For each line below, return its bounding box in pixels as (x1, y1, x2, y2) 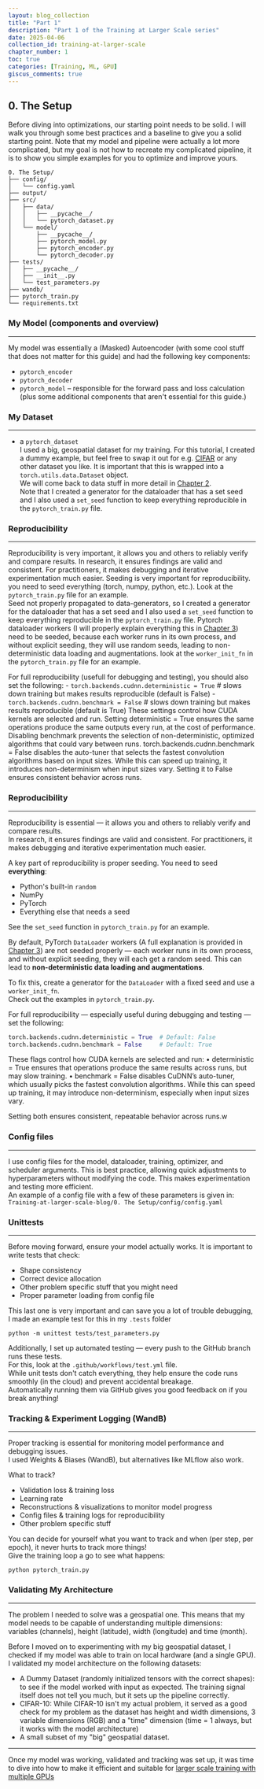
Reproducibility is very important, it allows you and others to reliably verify (8, 549, 249, 558)
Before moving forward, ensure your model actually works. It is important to (8, 1241, 253, 1251)
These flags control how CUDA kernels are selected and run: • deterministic (8, 1055, 255, 1064)
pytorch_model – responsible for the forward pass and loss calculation (19, 383, 245, 393)
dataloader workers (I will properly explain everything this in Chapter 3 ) (8, 623, 239, 634)
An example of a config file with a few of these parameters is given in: (8, 1190, 234, 1199)
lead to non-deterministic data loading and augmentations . (8, 962, 204, 972)
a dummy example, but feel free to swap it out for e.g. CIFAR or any (19, 453, 237, 463)
